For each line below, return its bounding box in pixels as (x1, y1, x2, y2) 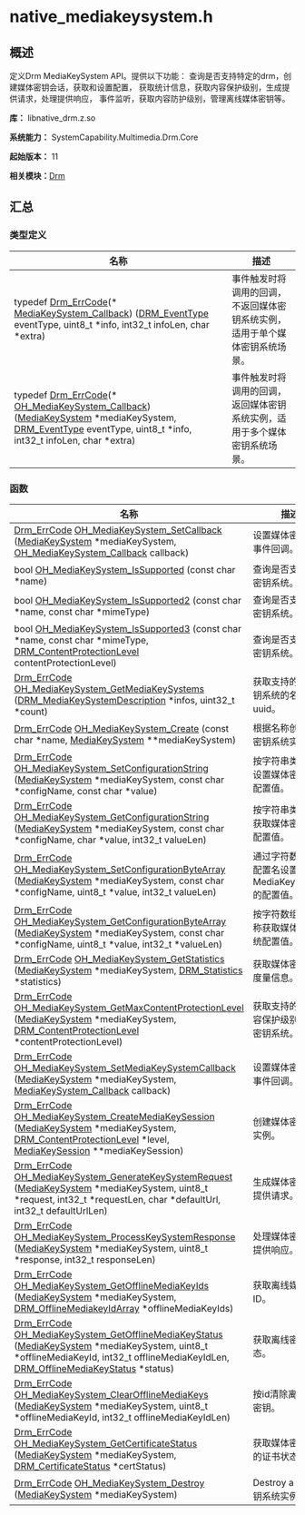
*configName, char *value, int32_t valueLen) (14, 833, 207, 846)
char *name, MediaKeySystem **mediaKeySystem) (14, 733, 236, 746)
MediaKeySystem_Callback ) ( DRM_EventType (14, 307, 209, 320)
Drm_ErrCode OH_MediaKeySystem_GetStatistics (14, 952, 225, 965)
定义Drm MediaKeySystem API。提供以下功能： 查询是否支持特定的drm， (9, 71, 284, 81)
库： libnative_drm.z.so (9, 113, 96, 123)
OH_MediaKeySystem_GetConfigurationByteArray (14, 915, 227, 928)
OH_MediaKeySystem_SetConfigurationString (14, 762, 209, 774)
